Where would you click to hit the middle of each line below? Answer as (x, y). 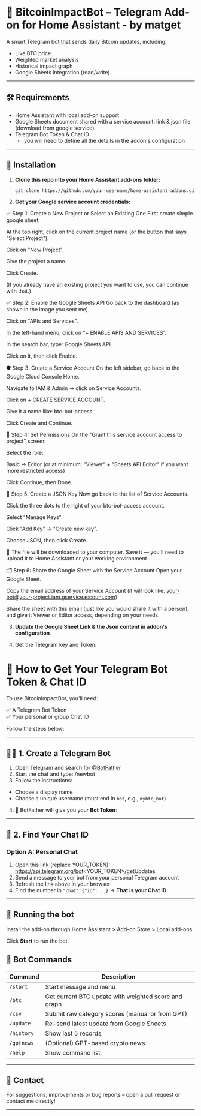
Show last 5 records (73, 1033)
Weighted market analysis (47, 59)
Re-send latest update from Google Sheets (106, 1024)
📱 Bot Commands (39, 960)
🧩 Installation (31, 165)
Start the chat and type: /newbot (55, 774)
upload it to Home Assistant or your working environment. (77, 559)
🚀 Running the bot (40, 915)
